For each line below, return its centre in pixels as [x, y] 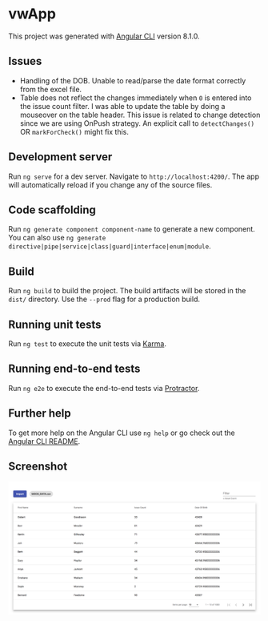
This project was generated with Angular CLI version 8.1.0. [104, 36]
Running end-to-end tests [74, 369]
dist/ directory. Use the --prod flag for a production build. [104, 299]
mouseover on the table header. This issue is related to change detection [140, 115]
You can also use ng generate [57, 238]
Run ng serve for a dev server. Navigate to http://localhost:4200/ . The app [134, 176]
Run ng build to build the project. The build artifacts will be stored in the [127, 291]
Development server [60, 157]
